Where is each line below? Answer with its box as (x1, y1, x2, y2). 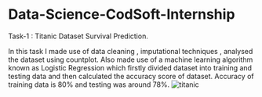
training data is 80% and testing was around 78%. (8, 80, 170, 89)
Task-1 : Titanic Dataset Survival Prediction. (8, 31, 149, 41)
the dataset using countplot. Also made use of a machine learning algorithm (8, 55, 253, 64)
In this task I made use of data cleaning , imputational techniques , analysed (8, 46, 253, 56)
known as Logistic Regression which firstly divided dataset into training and (8, 63, 253, 72)
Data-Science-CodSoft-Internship (8, 5, 235, 23)
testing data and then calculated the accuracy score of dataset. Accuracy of (8, 71, 254, 81)
